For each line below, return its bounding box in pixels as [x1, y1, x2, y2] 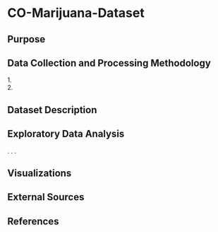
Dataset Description [7, 104, 97, 116]
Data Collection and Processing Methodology [7, 57, 212, 69]
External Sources [7, 191, 85, 203]
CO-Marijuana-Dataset [7, 5, 145, 21]
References [7, 215, 59, 227]
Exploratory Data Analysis [7, 128, 125, 140]
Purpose [7, 33, 46, 45]
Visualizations [7, 167, 72, 179]
